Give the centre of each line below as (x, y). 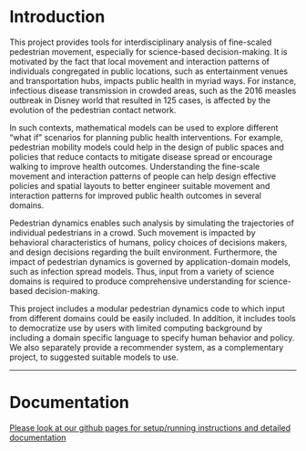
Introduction (57, 17)
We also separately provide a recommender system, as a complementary (147, 347)
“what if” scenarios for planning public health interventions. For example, (146, 137)
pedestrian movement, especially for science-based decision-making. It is (149, 51)
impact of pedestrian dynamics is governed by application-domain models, (150, 261)
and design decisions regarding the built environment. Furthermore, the (143, 252)
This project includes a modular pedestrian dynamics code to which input (147, 309)
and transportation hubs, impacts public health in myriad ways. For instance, (153, 80)
